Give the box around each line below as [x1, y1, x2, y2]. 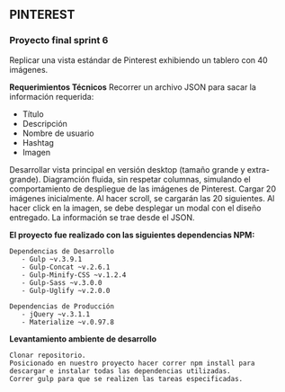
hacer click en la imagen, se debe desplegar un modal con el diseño [9, 202, 262, 213]
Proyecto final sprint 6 [9, 34, 109, 47]
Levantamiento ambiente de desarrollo [9, 333, 157, 344]
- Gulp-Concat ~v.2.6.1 [21, 263, 111, 272]
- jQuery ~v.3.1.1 [21, 309, 91, 318]
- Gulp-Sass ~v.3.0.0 [21, 278, 102, 287]
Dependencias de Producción [9, 301, 115, 311]
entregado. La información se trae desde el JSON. [9, 211, 195, 223]
